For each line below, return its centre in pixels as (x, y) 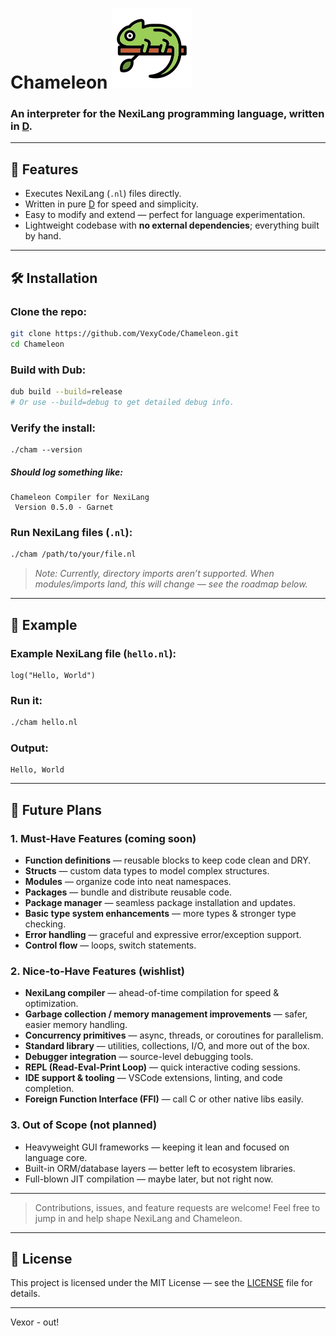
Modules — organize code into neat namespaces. (128, 882)
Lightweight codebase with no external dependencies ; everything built (172, 225)
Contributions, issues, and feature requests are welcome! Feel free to (177, 1207)
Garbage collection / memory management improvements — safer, (166, 1014)
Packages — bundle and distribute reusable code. (128, 892)
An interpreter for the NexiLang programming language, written (167, 114)
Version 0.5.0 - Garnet (64, 508)
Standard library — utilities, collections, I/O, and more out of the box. (167, 1046)
